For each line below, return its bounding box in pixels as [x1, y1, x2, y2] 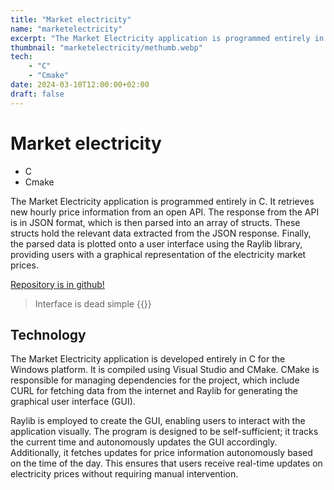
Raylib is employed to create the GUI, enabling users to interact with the [10, 415, 306, 427]
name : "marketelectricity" [10, 24, 123, 34]
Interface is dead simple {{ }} [34, 297, 152, 310]
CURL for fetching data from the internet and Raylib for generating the [10, 385, 299, 397]
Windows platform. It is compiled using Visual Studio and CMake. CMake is [10, 364, 320, 376]
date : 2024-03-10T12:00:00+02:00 [10, 80, 150, 90]
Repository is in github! [10, 278, 105, 290]
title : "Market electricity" [10, 14, 132, 25]
